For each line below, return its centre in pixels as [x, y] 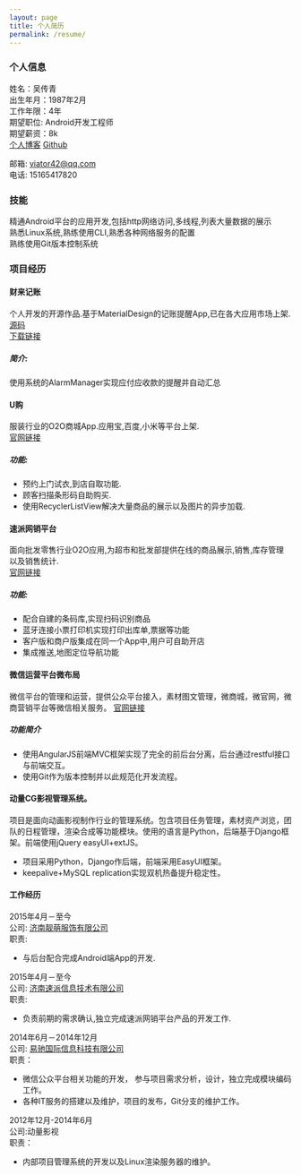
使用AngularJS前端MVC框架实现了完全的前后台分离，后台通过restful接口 [156, 754]
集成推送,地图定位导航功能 [70, 652]
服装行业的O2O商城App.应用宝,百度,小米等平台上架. [104, 426]
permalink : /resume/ [48, 34]
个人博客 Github [39, 144]
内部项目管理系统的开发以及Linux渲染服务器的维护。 [119, 1162]
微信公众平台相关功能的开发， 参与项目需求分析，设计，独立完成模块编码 [157, 1078]
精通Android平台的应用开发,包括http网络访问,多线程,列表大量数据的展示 [141, 221]
